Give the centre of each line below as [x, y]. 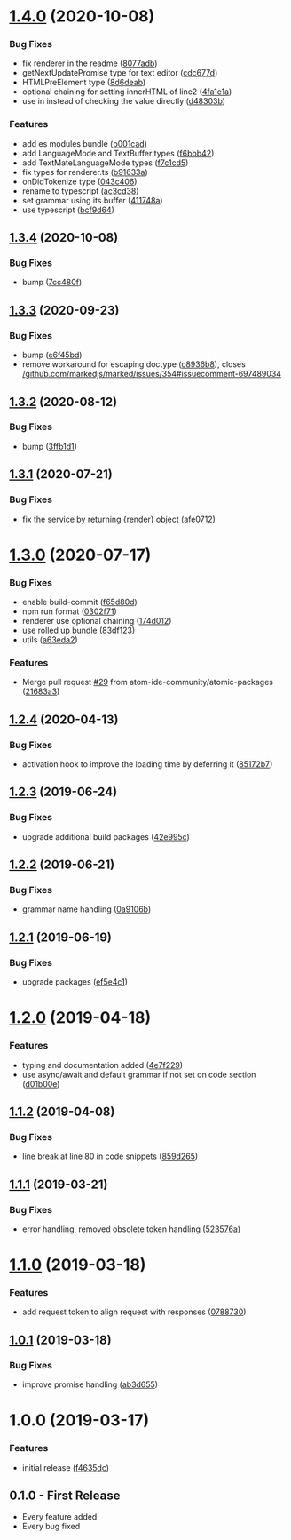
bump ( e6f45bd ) [52, 355]
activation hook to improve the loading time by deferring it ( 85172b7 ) [147, 764]
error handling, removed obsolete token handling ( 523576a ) [131, 1229]
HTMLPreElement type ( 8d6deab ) [84, 83]
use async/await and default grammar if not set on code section [139, 1074]
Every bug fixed [51, 1527]
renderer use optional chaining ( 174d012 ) [97, 621]
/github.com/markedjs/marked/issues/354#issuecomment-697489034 [152, 374]
